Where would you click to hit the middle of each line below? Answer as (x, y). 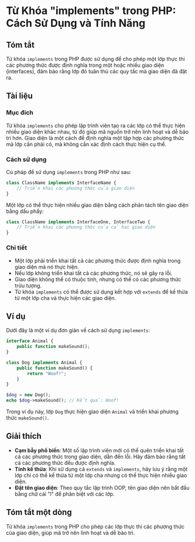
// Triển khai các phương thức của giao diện (76, 188)
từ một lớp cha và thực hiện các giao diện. (65, 298)
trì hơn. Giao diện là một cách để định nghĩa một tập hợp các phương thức (95, 138)
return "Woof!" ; (47, 373)
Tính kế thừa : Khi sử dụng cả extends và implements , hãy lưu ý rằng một (101, 469)
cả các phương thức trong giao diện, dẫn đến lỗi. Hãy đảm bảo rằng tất (100, 456)
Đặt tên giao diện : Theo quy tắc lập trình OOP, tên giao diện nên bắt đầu (102, 488)
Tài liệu (20, 96)
